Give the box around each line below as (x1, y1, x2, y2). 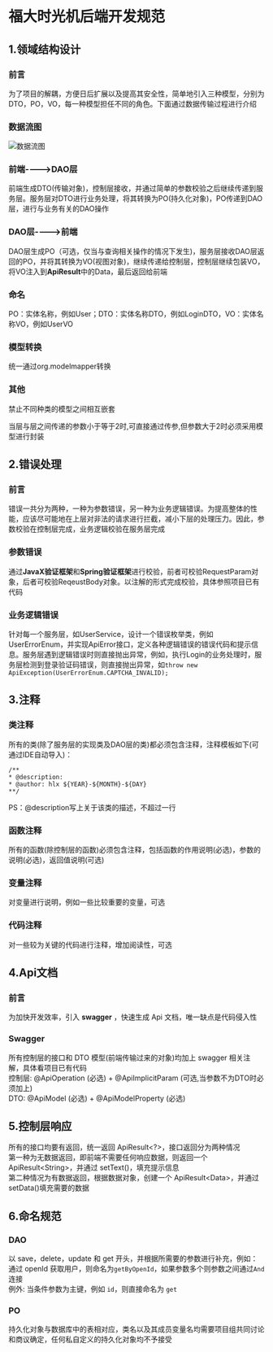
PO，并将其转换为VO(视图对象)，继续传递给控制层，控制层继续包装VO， (22, 256, 265, 266)
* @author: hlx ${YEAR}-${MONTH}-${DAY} (8, 780, 148, 788)
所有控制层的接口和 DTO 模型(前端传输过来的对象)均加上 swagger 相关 (8, 1053, 244, 1062)
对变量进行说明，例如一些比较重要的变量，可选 (8, 897, 165, 907)
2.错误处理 (8, 457, 63, 472)
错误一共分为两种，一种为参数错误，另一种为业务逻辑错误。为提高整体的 (8, 504, 250, 513)
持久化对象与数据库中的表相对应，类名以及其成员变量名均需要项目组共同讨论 (8, 1324, 265, 1334)
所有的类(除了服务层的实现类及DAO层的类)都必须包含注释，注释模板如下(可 (8, 739, 259, 749)
